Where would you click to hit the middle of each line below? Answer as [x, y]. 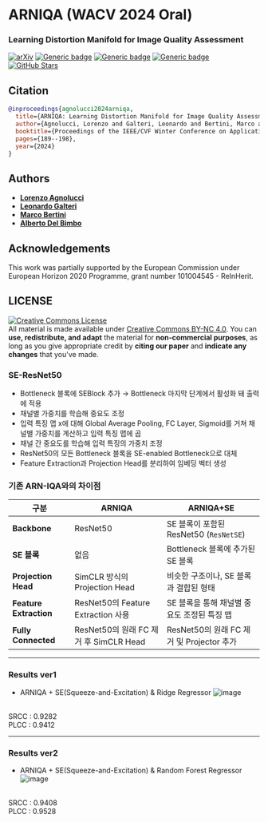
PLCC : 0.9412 [32, 725]
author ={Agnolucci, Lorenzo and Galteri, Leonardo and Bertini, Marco [135, 124]
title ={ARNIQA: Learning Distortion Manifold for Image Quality [124, 117]
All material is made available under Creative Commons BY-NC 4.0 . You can [133, 328]
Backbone [32, 529]
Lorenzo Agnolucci [52, 198]
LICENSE [31, 301]
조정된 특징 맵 [208, 615]
